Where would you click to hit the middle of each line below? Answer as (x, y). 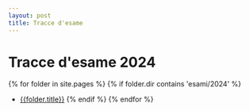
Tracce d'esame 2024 (82, 62)
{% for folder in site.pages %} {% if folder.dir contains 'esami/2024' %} (125, 84)
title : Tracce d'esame (46, 23)
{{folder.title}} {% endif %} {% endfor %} (86, 99)
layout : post (30, 15)
